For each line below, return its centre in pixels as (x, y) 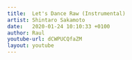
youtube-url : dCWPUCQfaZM (44, 39)
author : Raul (26, 33)
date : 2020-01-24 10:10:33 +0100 (59, 26)
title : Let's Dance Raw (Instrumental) (67, 13)
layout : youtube (31, 46)
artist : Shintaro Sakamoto (46, 20)
